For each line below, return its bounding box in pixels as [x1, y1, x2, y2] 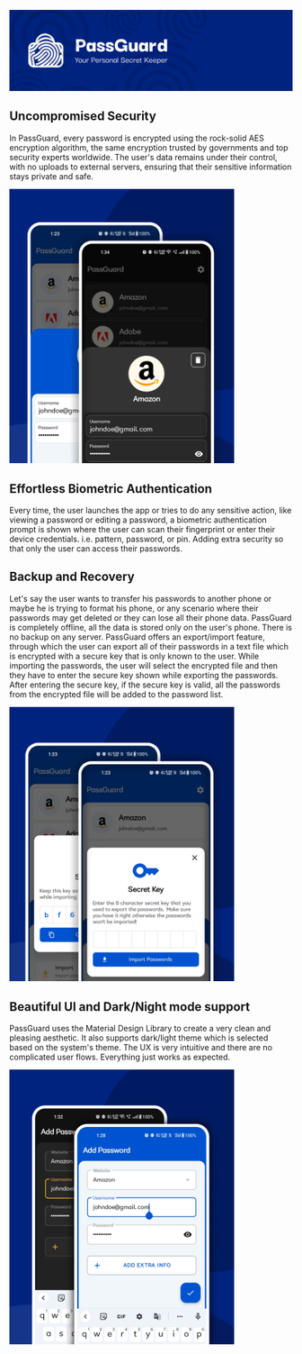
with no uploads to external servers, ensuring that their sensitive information [9, 161, 292, 172]
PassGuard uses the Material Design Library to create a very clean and [9, 1023, 271, 1034]
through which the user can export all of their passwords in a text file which [9, 641, 289, 651]
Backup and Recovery [9, 569, 135, 585]
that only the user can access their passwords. [9, 542, 182, 554]
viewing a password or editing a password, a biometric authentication [9, 514, 267, 525]
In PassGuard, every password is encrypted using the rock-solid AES [9, 132, 265, 143]
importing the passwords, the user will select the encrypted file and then [9, 659, 279, 671]
